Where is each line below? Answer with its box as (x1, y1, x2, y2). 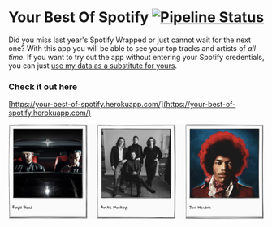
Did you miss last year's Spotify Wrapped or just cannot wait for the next (8, 35, 252, 45)
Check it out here (8, 81, 78, 92)
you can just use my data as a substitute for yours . (8, 61, 177, 71)
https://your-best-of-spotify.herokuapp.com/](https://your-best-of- (11, 100, 236, 109)
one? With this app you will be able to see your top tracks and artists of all (8, 43, 256, 53)
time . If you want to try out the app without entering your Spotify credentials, (8, 52, 265, 62)
